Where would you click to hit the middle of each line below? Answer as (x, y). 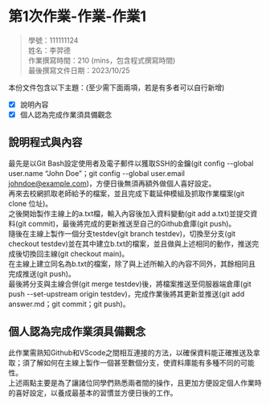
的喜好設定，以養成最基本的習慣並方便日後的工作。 (93, 393)
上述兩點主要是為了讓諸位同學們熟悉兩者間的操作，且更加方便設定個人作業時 (135, 382)
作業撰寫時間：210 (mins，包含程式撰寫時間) (102, 60)
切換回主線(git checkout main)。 (76, 253)
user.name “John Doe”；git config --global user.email (96, 173)
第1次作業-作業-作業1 (78, 16)
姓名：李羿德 (49, 50)
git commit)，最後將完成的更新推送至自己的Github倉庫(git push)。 (127, 223)
